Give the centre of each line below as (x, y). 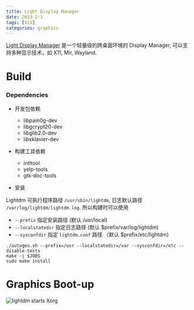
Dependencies (27, 95)
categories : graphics (32, 28)
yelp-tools (35, 169)
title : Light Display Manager (43, 11)
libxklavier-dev (41, 139)
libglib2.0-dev (40, 133)
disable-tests (23, 251)
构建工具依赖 (30, 151)
